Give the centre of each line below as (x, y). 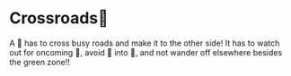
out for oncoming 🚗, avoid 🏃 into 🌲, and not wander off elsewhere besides (146, 52)
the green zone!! (40, 62)
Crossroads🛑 (59, 18)
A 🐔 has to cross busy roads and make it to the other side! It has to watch (145, 43)
